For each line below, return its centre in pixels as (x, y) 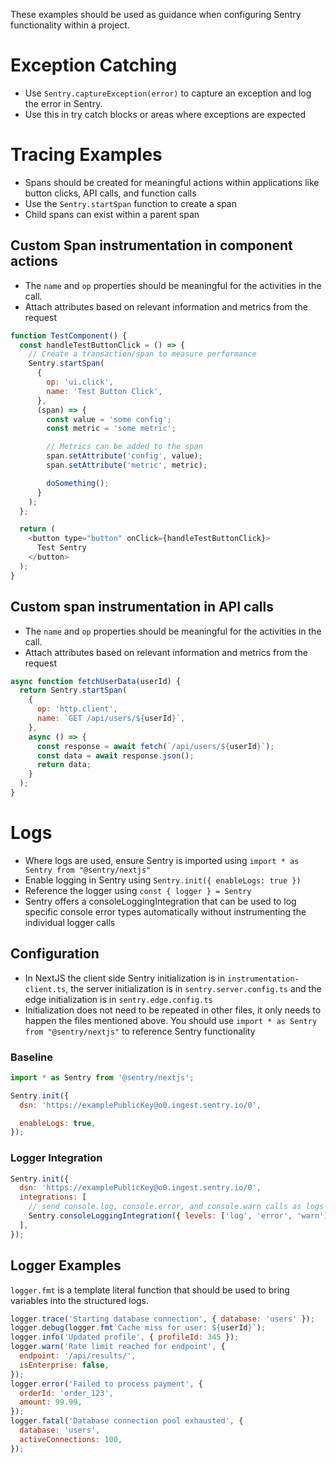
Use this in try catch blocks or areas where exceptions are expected (165, 114)
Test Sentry (61, 548)
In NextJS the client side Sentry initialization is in (125, 978)
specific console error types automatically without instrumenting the (165, 911)
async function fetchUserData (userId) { (96, 681)
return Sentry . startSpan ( (73, 690)
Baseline (32, 1057)
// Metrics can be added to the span (124, 447)
